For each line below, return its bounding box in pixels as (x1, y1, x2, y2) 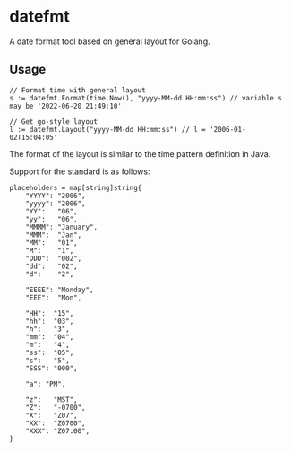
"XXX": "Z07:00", (25, 426, 90, 436)
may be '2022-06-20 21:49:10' (9, 101, 123, 110)
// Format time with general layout (9, 85, 146, 95)
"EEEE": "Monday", (25, 285, 94, 294)
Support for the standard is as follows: (9, 166, 150, 177)
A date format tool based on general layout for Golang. (9, 36, 210, 47)
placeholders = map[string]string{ (9, 183, 142, 192)
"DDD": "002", (25, 254, 82, 263)
